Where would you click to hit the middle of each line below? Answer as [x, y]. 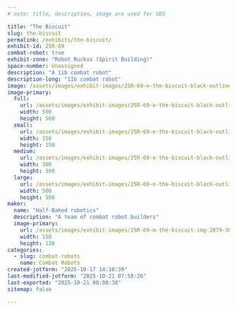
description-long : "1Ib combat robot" [64, 79]
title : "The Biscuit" [39, 26]
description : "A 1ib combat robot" [60, 72]
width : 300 [36, 165]
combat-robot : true [36, 53]
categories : [25, 250]
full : [22, 99]
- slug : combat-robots [47, 256]
